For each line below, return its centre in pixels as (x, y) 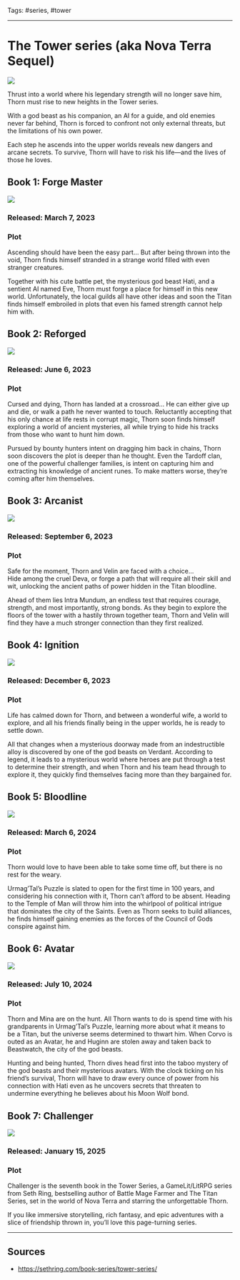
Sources (26, 1252)
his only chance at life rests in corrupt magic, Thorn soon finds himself (111, 419)
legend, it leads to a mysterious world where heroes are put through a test (116, 759)
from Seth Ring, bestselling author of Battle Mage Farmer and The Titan (112, 1194)
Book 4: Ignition (44, 645)
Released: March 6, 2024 (52, 832)
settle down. (26, 731)
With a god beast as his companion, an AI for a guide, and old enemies (111, 115)
